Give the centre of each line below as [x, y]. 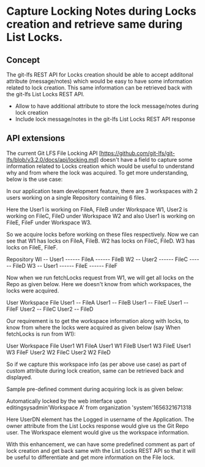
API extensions [36, 138]
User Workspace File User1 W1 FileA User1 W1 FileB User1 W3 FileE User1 [99, 346]
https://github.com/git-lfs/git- [138, 153]
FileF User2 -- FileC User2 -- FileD [50, 309]
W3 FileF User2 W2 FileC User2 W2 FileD [59, 352]
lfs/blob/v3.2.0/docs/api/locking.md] [53, 159]
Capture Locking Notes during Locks [102, 11]
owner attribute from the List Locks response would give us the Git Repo [98, 426]
